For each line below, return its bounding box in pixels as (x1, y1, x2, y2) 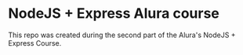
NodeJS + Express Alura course (8, 5, 219, 22)
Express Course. (8, 38, 62, 47)
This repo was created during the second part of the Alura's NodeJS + (8, 30, 237, 40)
